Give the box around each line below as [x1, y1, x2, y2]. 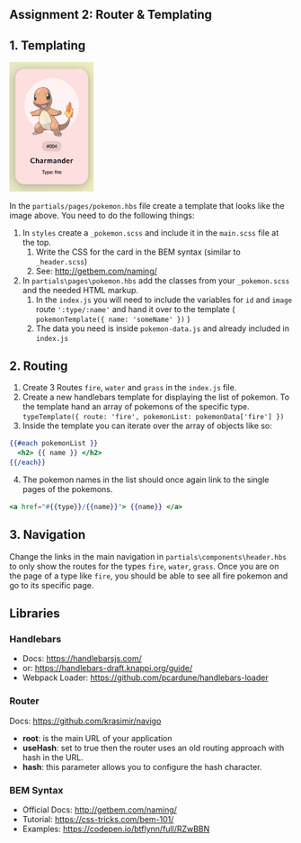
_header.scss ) [35, 256, 88, 266]
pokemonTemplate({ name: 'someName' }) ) [35, 313, 190, 324]
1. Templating [9, 38, 86, 53]
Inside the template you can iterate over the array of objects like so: [22, 420, 272, 431]
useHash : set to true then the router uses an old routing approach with [22, 742, 285, 753]
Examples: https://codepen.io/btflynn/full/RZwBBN [22, 823, 210, 835]
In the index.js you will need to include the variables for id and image [35, 294, 293, 305]
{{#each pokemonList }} [9, 439, 99, 448]
